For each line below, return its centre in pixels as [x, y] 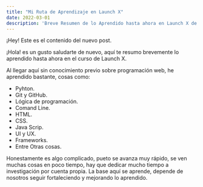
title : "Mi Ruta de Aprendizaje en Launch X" [65, 12]
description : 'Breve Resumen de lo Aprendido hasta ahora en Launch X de [102, 23]
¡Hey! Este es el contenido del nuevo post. [59, 41]
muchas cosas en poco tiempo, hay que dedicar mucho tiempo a [88, 165]
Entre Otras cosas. [38, 147]
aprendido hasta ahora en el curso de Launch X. [67, 59]
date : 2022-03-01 [28, 18]
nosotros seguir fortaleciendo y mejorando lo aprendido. [77, 178]
